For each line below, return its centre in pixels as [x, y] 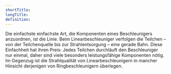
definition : [18, 19]
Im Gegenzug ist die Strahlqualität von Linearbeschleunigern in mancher [81, 61]
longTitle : [17, 15]
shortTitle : [18, 10]
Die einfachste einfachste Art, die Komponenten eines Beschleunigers [79, 34]
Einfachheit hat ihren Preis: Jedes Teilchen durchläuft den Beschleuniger [82, 50]
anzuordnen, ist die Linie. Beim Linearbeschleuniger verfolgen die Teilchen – [86, 39]
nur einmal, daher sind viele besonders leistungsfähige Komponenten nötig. [85, 55]
